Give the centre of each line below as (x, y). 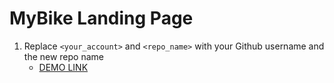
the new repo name (63, 56)
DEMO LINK (63, 67)
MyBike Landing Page (101, 18)
